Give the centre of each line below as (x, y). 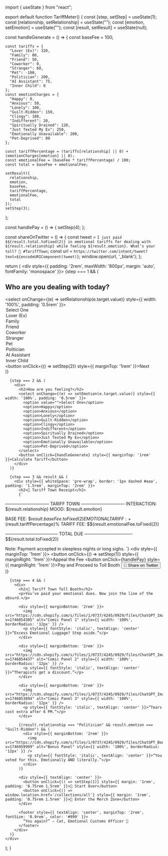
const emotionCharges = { (32, 95)
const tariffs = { (24, 47)
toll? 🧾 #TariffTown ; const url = (39, 251)
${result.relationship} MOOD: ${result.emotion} (54, 509)
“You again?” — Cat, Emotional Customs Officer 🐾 (76, 821)
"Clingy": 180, (25, 117)
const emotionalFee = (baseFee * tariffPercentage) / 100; (68, 160)
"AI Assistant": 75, (31, 82)
